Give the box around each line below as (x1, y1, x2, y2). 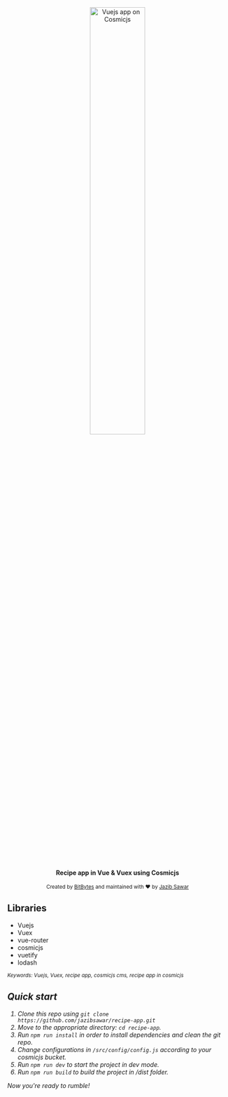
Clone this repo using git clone (17, 1009, 110, 1018)
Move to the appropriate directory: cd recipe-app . (17, 1023, 162, 1031)
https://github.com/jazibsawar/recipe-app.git (17, 1016, 156, 1024)
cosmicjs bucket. (17, 1053, 66, 1061)
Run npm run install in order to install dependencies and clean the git (17, 1030, 221, 1039)
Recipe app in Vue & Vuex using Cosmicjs (55, 868, 180, 877)
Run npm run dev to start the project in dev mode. (17, 1060, 159, 1068)
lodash (17, 958, 37, 967)
